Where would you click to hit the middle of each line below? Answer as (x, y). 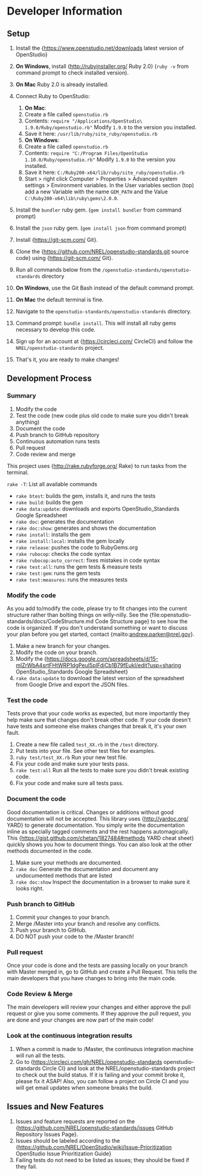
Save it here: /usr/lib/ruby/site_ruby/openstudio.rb (91, 134)
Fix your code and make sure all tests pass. (69, 783)
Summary (22, 396)
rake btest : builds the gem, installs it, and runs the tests (85, 496)
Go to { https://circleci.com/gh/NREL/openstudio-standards (89, 1061)
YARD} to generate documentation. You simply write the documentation (96, 825)
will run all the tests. (40, 1055)
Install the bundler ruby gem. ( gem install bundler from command (98, 210)
